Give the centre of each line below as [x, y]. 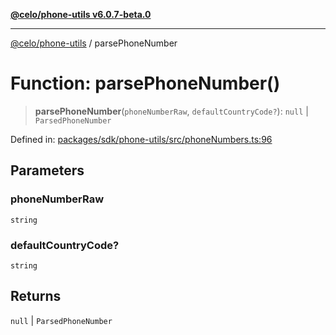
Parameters [47, 170]
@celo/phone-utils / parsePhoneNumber [94, 43]
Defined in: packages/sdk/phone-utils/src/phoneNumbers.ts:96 [141, 139]
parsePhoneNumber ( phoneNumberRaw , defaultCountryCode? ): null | [171, 111]
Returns [36, 296]
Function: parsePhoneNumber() [145, 83]
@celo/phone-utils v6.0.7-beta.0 [81, 14]
